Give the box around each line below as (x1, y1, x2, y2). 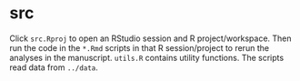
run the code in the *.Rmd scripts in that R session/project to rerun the (9, 42, 270, 53)
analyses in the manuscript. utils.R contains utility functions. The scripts (9, 52, 285, 63)
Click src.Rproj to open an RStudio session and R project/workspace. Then (9, 33, 293, 44)
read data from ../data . (9, 62, 98, 73)
